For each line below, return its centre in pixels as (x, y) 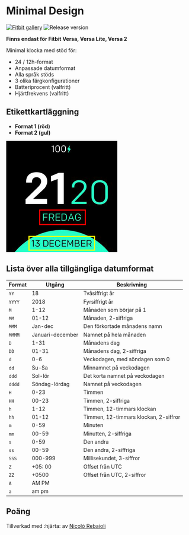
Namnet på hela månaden (115, 335)
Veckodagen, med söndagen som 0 (126, 359)
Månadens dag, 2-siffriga (115, 351)
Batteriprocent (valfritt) (43, 87)
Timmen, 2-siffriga (107, 400)
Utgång (55, 285)
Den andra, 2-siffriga (109, 450)
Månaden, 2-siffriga (108, 318)
